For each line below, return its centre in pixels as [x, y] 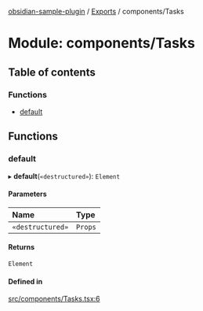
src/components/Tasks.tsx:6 [54, 299]
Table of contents [52, 72]
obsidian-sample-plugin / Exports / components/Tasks [96, 11]
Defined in [25, 281]
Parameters [27, 194]
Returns [22, 247]
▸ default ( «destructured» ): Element [64, 176]
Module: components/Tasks [102, 43]
